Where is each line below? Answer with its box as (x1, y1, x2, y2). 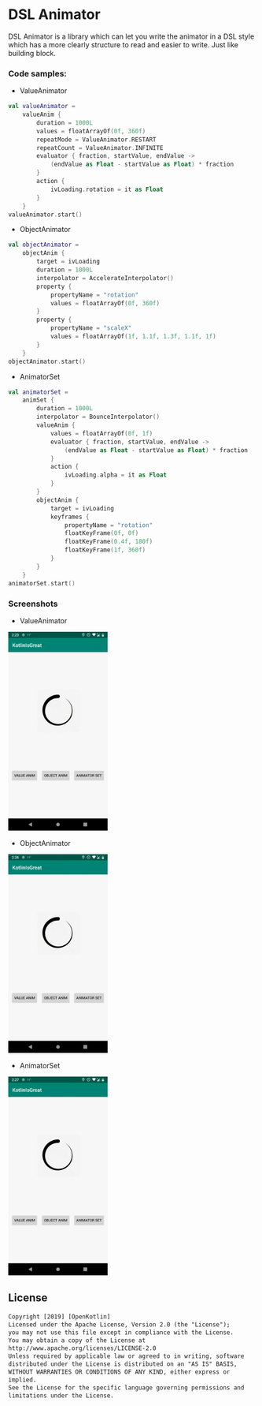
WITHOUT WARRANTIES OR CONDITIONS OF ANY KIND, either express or (8, 1368, 231, 1376)
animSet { (22, 396, 55, 404)
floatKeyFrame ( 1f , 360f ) (64, 546, 146, 554)
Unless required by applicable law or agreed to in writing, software (8, 1352, 245, 1360)
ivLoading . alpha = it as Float (64, 471, 168, 479)
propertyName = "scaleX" (50, 324, 132, 332)
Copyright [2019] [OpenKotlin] (8, 1313, 111, 1321)
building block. (8, 48, 57, 58)
